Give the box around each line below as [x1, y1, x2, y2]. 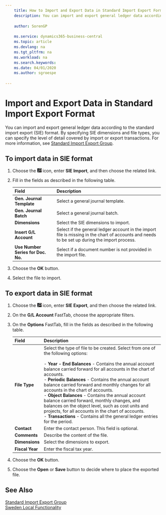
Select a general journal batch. [56, 210, 119, 216]
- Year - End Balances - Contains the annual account [43, 361, 155, 367]
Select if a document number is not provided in [56, 247, 152, 252]
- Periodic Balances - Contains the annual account [43, 376, 149, 383]
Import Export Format [5, 108, 95, 120]
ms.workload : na [14, 55, 48, 60]
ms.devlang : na [14, 44, 45, 49]
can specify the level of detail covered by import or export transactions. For [5, 135, 159, 141]
